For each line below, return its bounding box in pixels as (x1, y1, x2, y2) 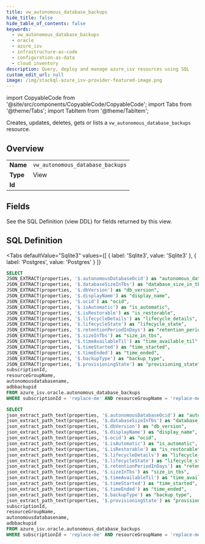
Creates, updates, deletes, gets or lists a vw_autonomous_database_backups (6, 119, 191, 126)
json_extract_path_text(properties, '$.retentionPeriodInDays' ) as (6, 463, 182, 469)
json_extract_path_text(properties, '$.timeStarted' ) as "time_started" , (6, 480, 198, 487)
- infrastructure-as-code (12, 49, 78, 55)
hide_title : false (6, 15, 53, 21)
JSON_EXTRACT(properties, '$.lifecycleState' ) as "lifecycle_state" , (6, 321, 187, 328)
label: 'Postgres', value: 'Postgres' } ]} (6, 258, 101, 265)
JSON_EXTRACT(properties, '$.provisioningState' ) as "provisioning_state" (6, 361, 201, 368)
